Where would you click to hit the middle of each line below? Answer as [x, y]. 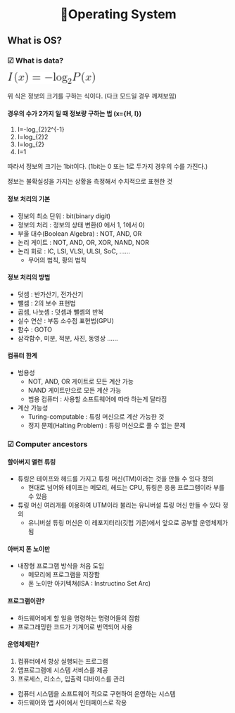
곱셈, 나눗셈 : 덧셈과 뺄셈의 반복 [61, 312]
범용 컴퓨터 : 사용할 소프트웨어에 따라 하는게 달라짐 [97, 399]
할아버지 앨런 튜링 [32, 462]
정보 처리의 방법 [29, 277]
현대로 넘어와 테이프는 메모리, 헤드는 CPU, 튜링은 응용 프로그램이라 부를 [126, 488]
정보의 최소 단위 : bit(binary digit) [64, 216]
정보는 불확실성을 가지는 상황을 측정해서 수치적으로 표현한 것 [90, 182]
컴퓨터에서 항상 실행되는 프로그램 [63, 661]
